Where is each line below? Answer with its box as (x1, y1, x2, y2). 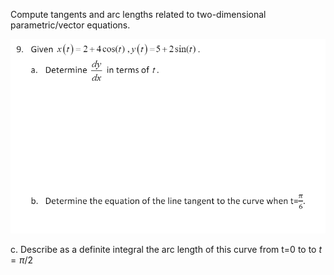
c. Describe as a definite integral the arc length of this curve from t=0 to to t (10, 244, 323, 256)
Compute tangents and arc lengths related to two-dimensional (10, 9, 267, 20)
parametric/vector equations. (10, 19, 131, 31)
